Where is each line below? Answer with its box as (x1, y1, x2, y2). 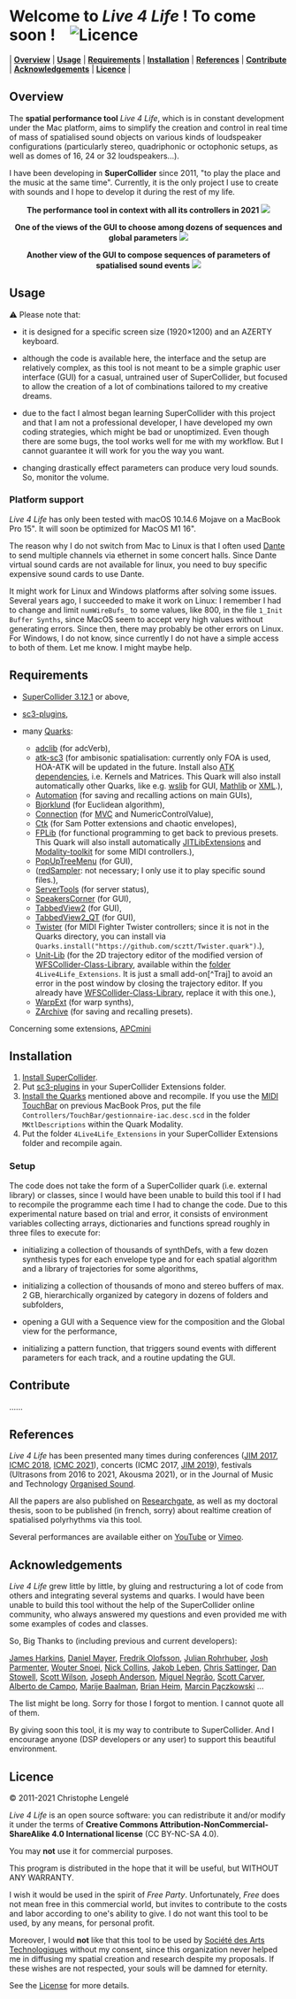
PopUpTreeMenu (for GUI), (34, 856, 133, 866)
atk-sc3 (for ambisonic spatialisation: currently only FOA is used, (34, 752, 271, 763)
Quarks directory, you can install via (34, 931, 166, 942)
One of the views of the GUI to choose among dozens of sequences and (14, 221, 283, 232)
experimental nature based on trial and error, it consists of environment (9, 1208, 269, 1219)
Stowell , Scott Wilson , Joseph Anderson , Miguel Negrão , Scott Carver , (9, 1672, 265, 1682)
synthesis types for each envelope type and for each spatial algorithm (21, 1254, 277, 1265)
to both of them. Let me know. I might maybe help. (9, 642, 193, 652)
